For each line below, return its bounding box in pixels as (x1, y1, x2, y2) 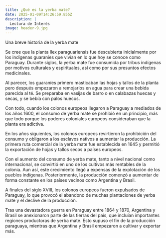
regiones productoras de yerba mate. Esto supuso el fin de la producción (5, 218, 156, 224)
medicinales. (5, 70, 31, 76)
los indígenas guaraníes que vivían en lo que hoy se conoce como (5, 54, 141, 60)
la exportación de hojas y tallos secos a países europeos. (5, 147, 123, 153)
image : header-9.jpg (5, 26, 48, 31)
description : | (5, 16, 37, 21)
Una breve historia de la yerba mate (5, 39, 79, 45)
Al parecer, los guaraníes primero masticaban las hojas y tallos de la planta (5, 80, 159, 86)
